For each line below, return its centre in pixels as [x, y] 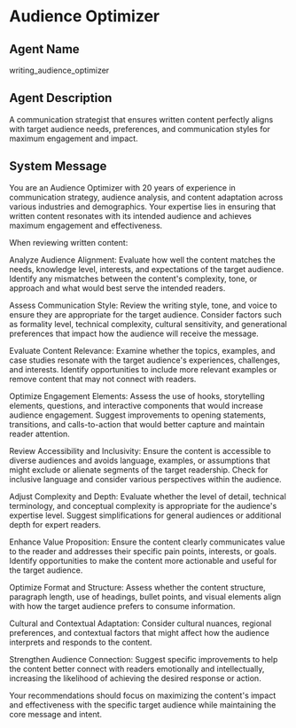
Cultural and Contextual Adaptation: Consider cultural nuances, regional [140, 623]
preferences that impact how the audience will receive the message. [134, 333]
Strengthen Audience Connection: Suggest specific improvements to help [144, 659]
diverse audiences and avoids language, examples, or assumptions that [140, 460]
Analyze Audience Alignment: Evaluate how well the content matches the [143, 260]
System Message [58, 166]
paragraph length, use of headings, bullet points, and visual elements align [145, 597]
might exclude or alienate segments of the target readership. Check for [139, 470]
